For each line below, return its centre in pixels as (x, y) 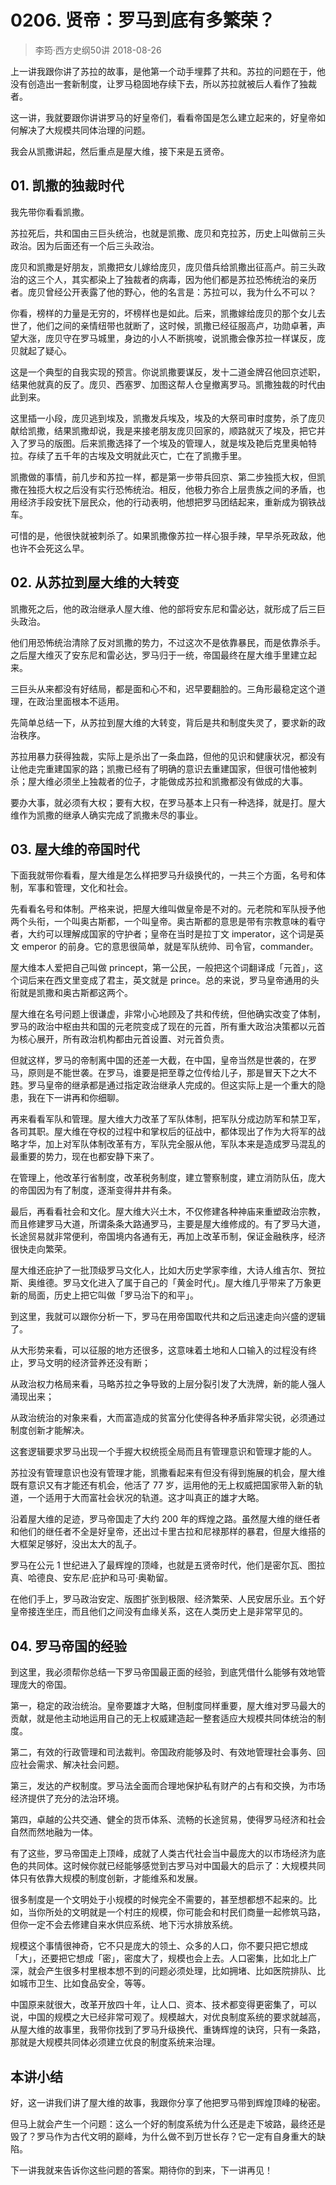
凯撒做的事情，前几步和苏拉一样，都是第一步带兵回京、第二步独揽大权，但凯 (168, 477)
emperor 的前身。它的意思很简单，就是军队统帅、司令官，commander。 (170, 947)
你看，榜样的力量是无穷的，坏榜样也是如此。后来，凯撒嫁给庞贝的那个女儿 (163, 313)
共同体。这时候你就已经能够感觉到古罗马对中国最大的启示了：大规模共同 (176, 1866)
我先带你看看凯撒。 (50, 212)
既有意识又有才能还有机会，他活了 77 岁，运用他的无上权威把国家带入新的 (162, 1485)
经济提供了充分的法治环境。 (67, 1798)
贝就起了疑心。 (41, 350)
